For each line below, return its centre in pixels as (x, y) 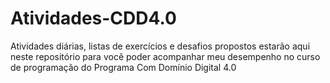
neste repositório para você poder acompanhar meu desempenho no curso (165, 56)
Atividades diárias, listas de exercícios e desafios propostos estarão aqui (160, 46)
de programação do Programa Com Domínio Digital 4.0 (123, 67)
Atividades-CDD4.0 (93, 18)
